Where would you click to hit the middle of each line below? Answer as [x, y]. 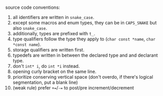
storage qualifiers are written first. [49, 50]
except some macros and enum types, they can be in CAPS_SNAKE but [85, 23]
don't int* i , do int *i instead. [46, 66]
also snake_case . [30, 28]
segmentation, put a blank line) [45, 82]
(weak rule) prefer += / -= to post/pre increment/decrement [73, 88]
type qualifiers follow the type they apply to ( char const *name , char [84, 39]
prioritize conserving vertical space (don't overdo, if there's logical [83, 77]
